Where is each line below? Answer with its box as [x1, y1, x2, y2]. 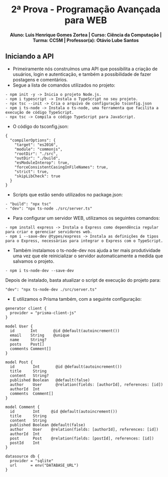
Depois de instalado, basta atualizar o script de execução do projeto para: [5, 277, 161, 283]
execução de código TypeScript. [5, 110, 74, 115]
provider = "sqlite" [10, 458, 54, 463]
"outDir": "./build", [14, 155, 60, 161]
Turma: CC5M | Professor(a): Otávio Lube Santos [33, 37, 139, 43]
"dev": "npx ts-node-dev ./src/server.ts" [5, 287, 97, 292]
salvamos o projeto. [12, 258, 55, 264]
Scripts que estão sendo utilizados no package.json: [12, 191, 123, 198]
